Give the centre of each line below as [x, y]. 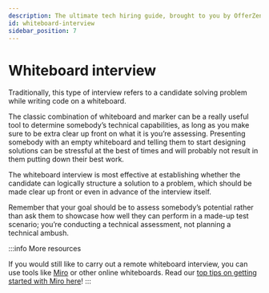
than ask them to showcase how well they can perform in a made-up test [129, 216]
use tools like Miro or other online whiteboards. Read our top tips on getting [133, 273]
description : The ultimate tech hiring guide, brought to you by [119, 16]
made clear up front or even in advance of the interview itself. [110, 192]
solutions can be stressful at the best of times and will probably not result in [133, 151]
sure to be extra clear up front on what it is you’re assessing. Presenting [127, 134]
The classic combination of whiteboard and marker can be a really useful [129, 116]
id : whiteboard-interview [51, 23]
